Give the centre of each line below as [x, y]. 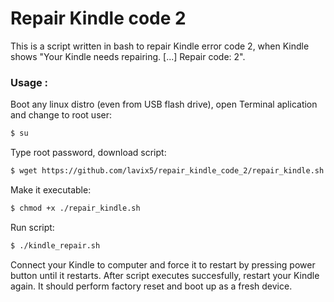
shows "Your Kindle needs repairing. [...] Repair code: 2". [128, 56]
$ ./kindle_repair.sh [55, 245]
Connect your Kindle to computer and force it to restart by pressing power [163, 264]
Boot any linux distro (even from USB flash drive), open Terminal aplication [164, 104]
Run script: [32, 227]
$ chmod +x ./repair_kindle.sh [75, 208]
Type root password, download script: [88, 153]
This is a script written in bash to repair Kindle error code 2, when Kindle [160, 46]
